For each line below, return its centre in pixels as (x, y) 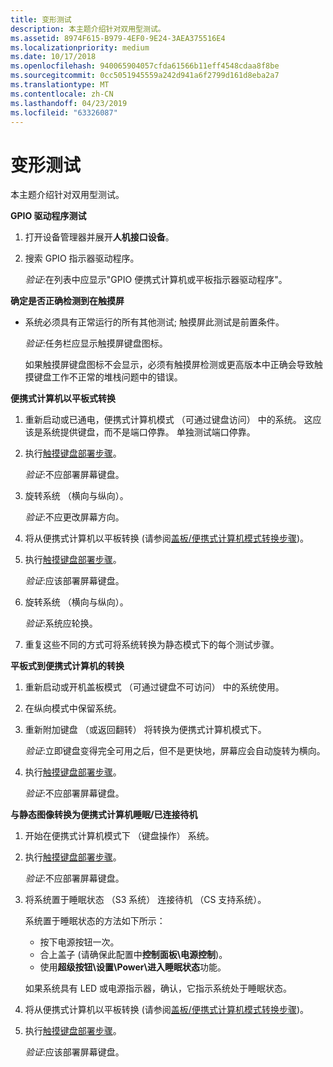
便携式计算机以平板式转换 (63, 398)
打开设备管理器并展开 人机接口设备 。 (99, 237)
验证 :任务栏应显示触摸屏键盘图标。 (96, 343)
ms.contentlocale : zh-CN (62, 94)
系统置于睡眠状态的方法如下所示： (95, 921)
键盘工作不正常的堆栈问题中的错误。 (108, 377)
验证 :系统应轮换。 (61, 623)
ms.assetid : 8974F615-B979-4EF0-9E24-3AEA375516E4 (118, 38)
